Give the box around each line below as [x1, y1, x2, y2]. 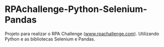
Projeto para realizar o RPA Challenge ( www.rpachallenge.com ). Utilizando [5, 30, 159, 36]
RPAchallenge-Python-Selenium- [5, 3, 147, 15]
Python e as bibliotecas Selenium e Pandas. [5, 36, 96, 42]
